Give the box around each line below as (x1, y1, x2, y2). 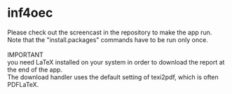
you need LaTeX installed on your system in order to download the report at (7, 58, 225, 66)
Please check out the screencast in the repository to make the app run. (7, 28, 212, 36)
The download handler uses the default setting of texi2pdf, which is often (7, 72, 219, 81)
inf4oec (7, 5, 53, 21)
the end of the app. (7, 65, 63, 74)
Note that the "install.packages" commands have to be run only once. (7, 35, 208, 43)
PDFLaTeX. (7, 80, 39, 88)
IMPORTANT (7, 51, 44, 59)
